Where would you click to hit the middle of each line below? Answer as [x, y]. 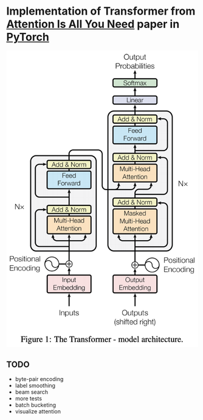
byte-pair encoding [39, 379]
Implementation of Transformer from [101, 11]
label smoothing [35, 386]
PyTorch [28, 37]
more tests [29, 399]
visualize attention [38, 411]
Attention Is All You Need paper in [93, 24]
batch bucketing [36, 405]
